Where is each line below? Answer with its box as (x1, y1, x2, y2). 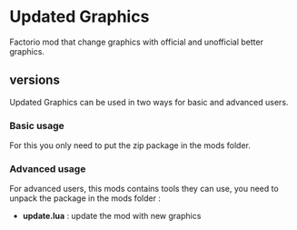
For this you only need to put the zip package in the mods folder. (9, 140, 252, 151)
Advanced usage (9, 162, 86, 175)
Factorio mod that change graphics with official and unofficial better (9, 36, 263, 47)
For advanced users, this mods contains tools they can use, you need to (9, 184, 279, 195)
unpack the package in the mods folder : (9, 193, 162, 204)
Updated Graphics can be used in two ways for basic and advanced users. (9, 96, 289, 107)
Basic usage (9, 119, 65, 132)
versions (9, 73, 61, 88)
